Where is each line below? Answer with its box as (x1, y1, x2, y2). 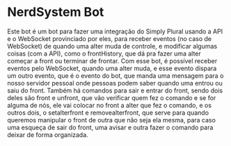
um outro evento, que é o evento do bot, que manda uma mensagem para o (7, 71, 224, 80)
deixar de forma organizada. (7, 130, 88, 139)
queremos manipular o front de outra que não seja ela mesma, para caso (7, 115, 216, 124)
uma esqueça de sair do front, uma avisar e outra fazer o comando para (7, 123, 214, 131)
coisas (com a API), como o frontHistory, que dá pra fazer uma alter (7, 49, 202, 58)
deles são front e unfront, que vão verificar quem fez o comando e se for (7, 93, 216, 102)
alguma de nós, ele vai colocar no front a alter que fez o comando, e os (7, 101, 212, 109)
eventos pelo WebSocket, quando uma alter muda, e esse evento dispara (7, 64, 217, 72)
